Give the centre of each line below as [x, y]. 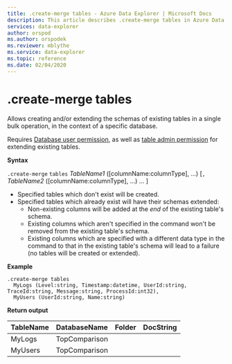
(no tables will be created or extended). [84, 253]
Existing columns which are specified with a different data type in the [126, 238]
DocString [160, 327]
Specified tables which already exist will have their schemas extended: [118, 201]
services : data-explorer [43, 26]
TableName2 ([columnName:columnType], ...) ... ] [78, 181]
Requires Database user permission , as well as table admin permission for [113, 139]
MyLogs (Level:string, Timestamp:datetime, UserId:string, [100, 285]
